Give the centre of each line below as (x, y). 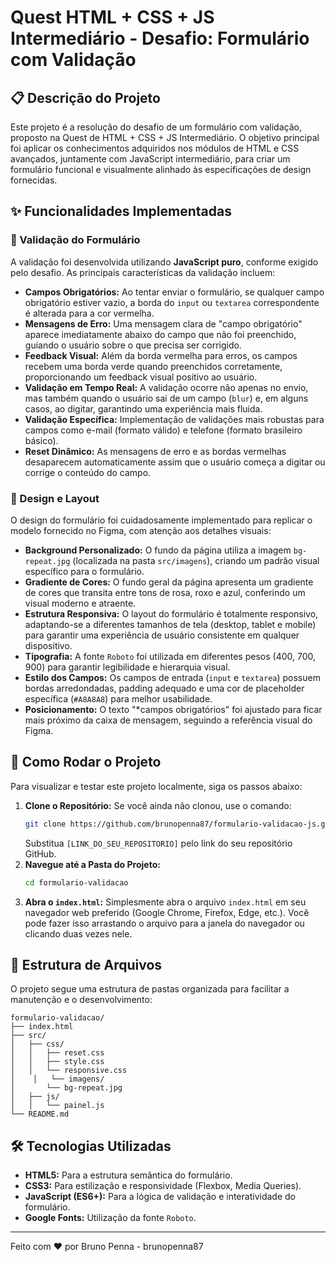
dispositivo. (48, 645)
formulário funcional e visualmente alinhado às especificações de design (161, 169)
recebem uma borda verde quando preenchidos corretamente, (153, 366)
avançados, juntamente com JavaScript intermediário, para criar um (150, 159)
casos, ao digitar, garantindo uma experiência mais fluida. (143, 408)
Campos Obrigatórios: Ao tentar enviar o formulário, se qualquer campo (174, 292)
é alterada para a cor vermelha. (89, 313)
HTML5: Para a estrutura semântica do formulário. (128, 1175)
